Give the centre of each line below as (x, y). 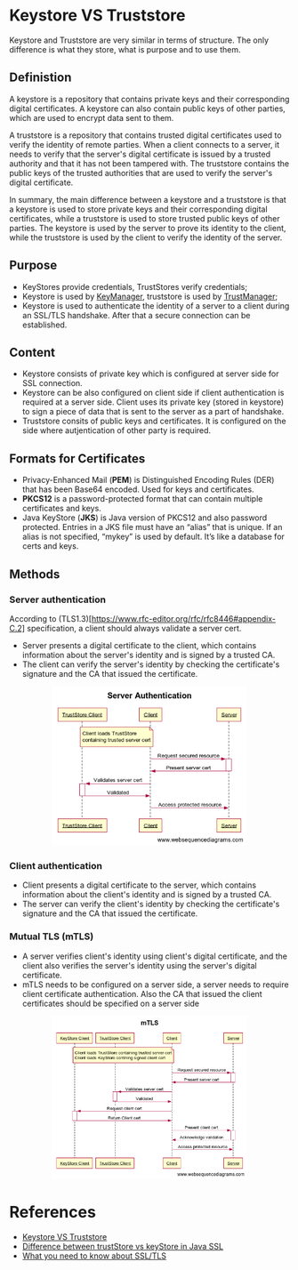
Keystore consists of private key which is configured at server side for (150, 374)
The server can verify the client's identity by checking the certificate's (151, 904)
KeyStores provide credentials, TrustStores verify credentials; (134, 286)
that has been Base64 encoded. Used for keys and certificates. (138, 489)
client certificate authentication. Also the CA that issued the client (142, 993)
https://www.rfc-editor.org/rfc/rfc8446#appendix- (183, 618)
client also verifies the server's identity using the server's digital (139, 965)
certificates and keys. (62, 509)
